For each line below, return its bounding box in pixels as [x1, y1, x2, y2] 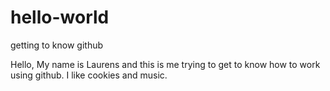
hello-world [10, 6, 110, 29]
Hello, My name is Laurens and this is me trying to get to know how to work [10, 58, 321, 70]
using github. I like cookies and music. [10, 69, 168, 81]
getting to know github [10, 39, 104, 51]
